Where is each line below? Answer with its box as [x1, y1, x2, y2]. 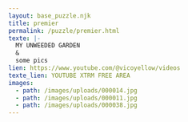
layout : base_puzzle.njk [8, 11, 91, 20]
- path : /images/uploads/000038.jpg [15, 101, 138, 109]
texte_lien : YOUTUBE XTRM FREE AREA [8, 71, 130, 79]
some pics [15, 57, 48, 65]
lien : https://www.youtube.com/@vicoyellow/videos [8, 64, 181, 72]
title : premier [8, 19, 59, 27]
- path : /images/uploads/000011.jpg [15, 94, 138, 102]
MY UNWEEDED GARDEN [15, 42, 81, 50]
